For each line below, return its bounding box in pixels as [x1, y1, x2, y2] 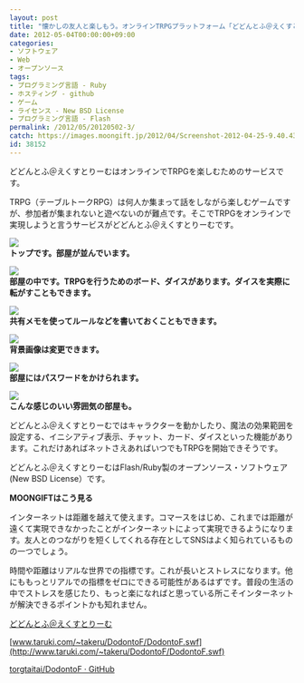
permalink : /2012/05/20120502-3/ [9, 123, 136, 132]
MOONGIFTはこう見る [9, 492, 93, 503]
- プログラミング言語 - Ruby [9, 81, 107, 90]
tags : [9, 73, 30, 82]
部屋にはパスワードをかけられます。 [9, 372, 144, 383]
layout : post [9, 13, 59, 23]
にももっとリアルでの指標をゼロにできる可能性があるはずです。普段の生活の [9, 576, 294, 587]
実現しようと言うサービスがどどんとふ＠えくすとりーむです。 [9, 219, 239, 229]
